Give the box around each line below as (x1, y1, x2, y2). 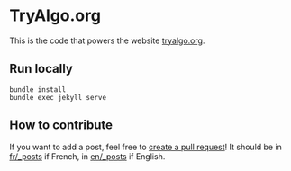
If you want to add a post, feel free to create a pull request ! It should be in (9, 141, 282, 152)
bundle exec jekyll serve (9, 93, 106, 102)
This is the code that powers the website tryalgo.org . (9, 35, 205, 46)
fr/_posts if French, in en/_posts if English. (9, 150, 166, 162)
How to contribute (9, 118, 114, 133)
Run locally (9, 61, 74, 76)
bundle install (9, 85, 67, 94)
